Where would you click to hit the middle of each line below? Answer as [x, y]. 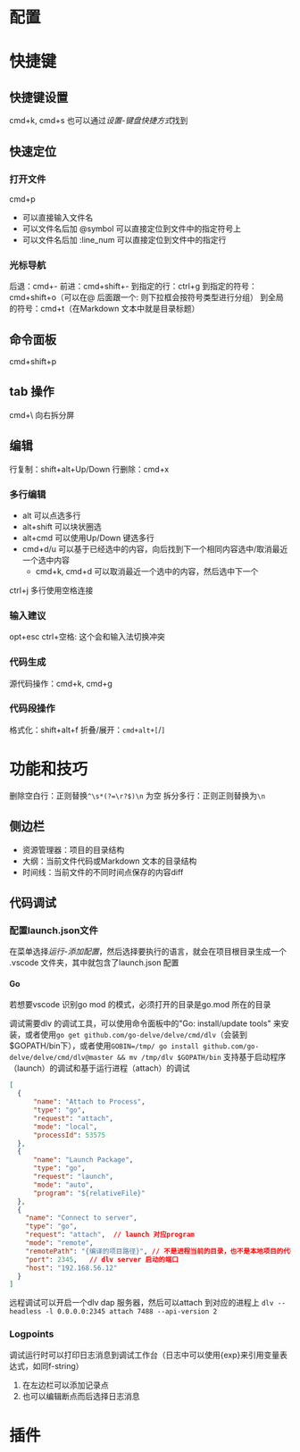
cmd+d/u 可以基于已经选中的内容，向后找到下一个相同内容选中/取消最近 [155, 548]
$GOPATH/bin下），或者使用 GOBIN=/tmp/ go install [104, 1046]
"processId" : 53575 [69, 1135]
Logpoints [32, 1334]
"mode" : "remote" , [59, 1243]
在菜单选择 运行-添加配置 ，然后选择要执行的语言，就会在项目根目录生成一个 [148, 952]
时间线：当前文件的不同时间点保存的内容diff [103, 872]
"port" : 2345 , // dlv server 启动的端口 [102, 1259]
